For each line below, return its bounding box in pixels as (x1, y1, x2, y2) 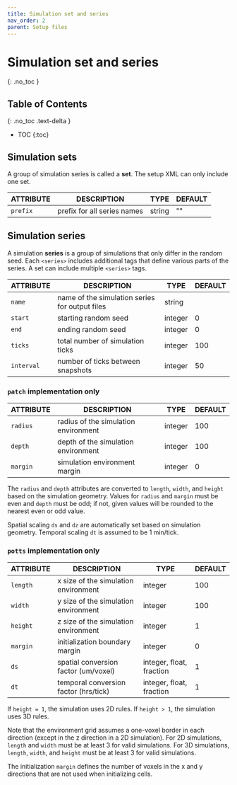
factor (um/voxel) (57, 666, 115, 676)
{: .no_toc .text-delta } (7, 117, 71, 125)
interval (11, 362, 40, 369)
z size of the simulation (57, 617, 134, 626)
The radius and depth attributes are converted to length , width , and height (7, 484, 224, 493)
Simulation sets (7, 151, 78, 163)
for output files (57, 302, 107, 311)
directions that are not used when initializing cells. (7, 769, 153, 779)
